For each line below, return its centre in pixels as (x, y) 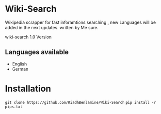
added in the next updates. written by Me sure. (52, 27)
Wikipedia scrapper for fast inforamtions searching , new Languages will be (80, 22)
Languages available (37, 52)
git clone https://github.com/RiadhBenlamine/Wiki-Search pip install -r (80, 102)
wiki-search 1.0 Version (28, 37)
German (20, 69)
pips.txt (14, 107)
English (19, 64)
